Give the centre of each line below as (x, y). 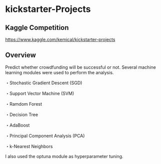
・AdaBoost (17, 125)
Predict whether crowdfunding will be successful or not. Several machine (80, 67)
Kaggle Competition (37, 28)
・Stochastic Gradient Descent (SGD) (44, 83)
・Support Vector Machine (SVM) (40, 93)
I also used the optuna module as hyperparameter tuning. (64, 156)
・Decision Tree (22, 114)
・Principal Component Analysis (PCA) (45, 136)
